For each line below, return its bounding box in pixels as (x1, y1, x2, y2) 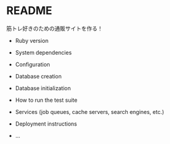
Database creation (15, 72, 62, 80)
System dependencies (15, 48, 72, 56)
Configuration (15, 61, 50, 68)
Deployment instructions (15, 120, 78, 127)
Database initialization (15, 84, 72, 92)
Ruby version (15, 37, 49, 44)
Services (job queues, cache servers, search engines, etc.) (15, 108, 164, 115)
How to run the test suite (15, 96, 78, 104)
